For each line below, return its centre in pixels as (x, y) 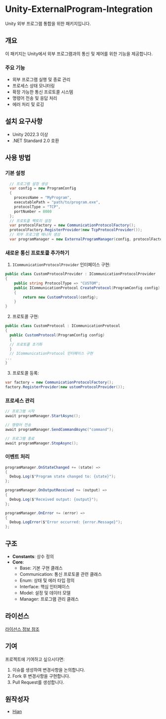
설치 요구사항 (24, 121)
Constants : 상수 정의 (33, 557)
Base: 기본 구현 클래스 (41, 568)
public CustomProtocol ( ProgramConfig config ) (57, 335)
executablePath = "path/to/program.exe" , (57, 202)
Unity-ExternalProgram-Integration (79, 9)
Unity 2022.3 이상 (30, 134)
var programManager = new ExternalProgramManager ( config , (71, 240)
